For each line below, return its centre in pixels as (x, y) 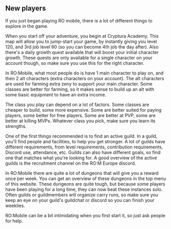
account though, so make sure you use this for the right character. (75, 63)
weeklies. (15, 206)
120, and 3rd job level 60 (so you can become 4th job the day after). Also (82, 47)
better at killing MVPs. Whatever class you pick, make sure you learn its (80, 121)
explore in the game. (27, 26)
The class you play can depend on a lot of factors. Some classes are (77, 105)
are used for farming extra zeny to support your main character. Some (79, 84)
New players (26, 8)
